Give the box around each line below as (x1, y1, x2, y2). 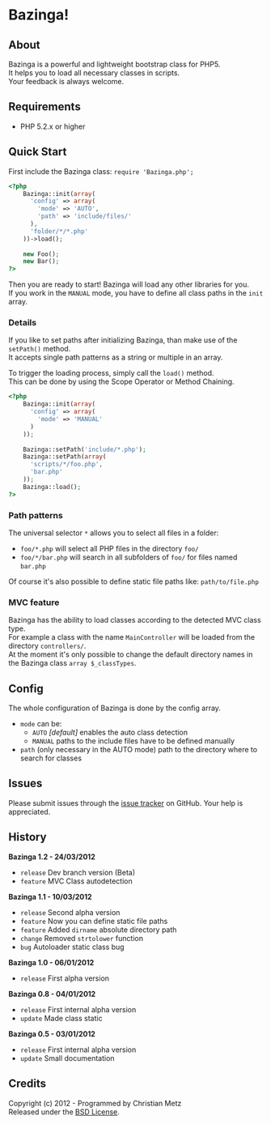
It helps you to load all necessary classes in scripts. (8, 68, 180, 78)
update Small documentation (19, 1053, 115, 1062)
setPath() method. (8, 344, 71, 354)
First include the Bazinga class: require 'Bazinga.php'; (8, 166, 194, 176)
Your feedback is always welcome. (8, 77, 125, 86)
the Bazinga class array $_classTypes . (8, 658, 137, 668)
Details (8, 317, 37, 329)
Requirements (8, 100, 81, 114)
